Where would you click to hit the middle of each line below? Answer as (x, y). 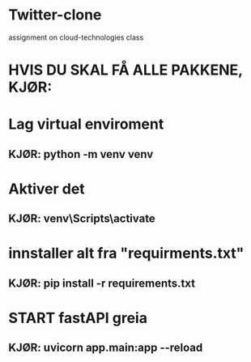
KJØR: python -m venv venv (81, 154)
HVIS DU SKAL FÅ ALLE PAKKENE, (125, 70)
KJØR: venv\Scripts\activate (82, 219)
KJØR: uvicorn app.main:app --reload (106, 348)
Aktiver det (47, 189)
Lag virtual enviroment (86, 124)
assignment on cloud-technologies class (76, 37)
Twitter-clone (55, 15)
